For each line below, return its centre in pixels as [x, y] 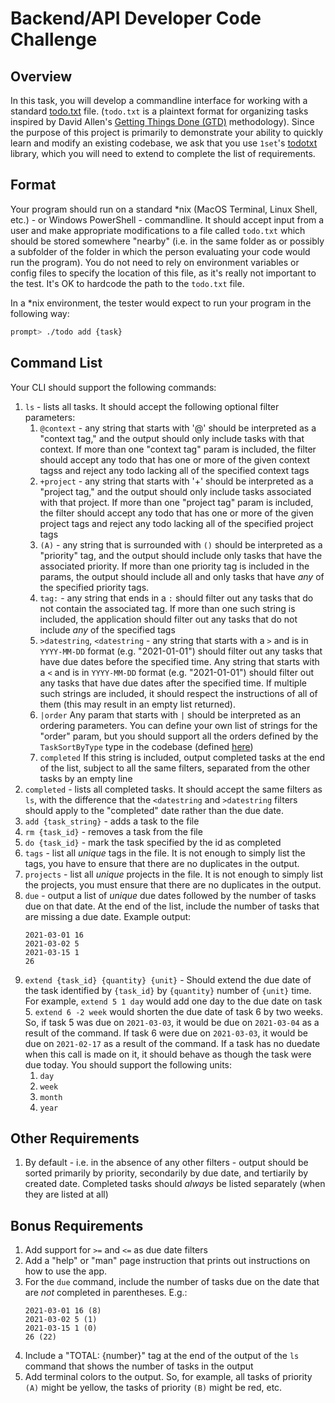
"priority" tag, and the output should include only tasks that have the [181, 555]
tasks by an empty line [86, 778]
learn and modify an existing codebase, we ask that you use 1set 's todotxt [164, 143]
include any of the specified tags [107, 629]
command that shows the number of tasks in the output [139, 1366]
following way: [40, 313]
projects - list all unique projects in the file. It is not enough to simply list [174, 874]
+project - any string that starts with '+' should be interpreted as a [176, 481]
